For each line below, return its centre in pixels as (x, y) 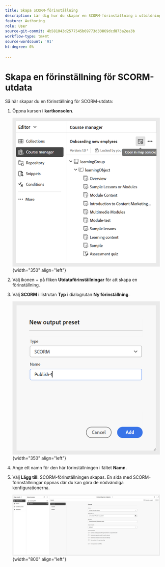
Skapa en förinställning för (61, 77)
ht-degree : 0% (20, 47)
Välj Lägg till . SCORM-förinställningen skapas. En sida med (72, 477)
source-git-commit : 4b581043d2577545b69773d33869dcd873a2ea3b (70, 31)
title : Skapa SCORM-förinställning (41, 10)
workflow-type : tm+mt (27, 36)
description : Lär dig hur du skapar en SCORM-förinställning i (71, 16)
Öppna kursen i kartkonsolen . (43, 110)
